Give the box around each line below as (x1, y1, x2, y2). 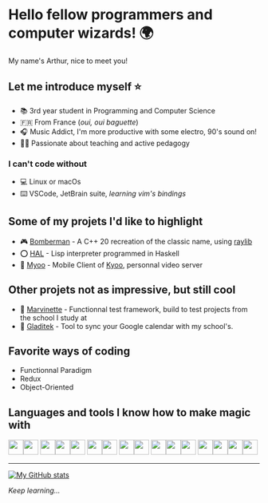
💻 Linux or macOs (19, 177, 81, 187)
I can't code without (8, 158, 88, 169)
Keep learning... (8, 485, 61, 496)
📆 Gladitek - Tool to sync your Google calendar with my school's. (19, 321, 234, 331)
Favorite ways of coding (8, 345, 130, 358)
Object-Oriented (19, 382, 74, 392)
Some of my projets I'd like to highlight (8, 215, 203, 228)
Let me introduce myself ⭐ (8, 80, 142, 93)
